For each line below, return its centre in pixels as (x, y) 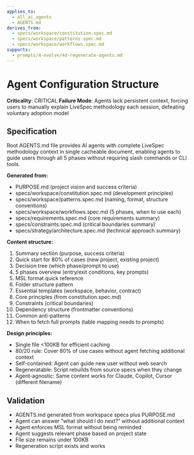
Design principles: (29, 333)
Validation (26, 401)
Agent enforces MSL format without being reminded (78, 427)
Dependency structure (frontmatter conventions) (74, 309)
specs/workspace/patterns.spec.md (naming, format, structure (91, 200)
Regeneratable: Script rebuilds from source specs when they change (98, 370)
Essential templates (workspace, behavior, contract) (78, 291)
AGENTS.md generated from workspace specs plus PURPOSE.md (95, 415)
